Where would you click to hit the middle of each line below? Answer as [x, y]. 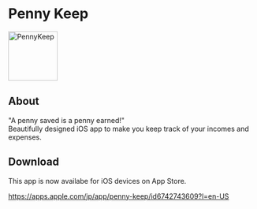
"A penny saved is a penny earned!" [66, 120]
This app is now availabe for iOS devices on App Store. [97, 181]
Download [34, 162]
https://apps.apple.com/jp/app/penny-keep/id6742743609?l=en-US [119, 196]
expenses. [25, 137]
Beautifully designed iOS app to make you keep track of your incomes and [129, 129]
